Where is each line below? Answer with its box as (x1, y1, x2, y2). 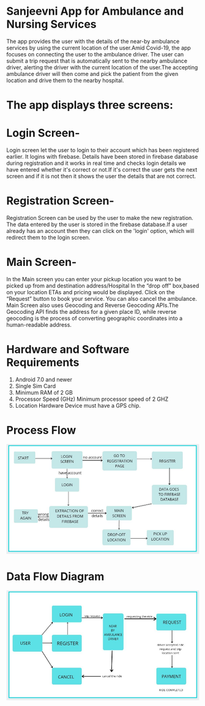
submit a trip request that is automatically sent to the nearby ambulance (6, 57, 188, 64)
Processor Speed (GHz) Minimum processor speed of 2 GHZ (15, 395, 169, 403)
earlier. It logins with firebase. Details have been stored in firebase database (6, 153, 198, 161)
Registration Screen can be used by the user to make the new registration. (6, 214, 194, 221)
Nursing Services (6, 17, 97, 31)
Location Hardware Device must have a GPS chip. (15, 401, 141, 409)
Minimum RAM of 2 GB (15, 389, 73, 396)
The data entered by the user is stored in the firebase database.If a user (6, 221, 188, 228)
